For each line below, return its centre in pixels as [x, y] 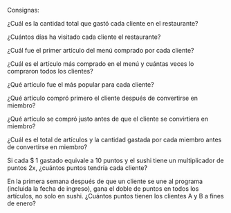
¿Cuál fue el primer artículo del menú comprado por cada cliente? [101, 50]
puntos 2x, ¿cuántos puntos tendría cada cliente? [77, 168]
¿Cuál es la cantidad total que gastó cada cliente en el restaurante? [103, 23]
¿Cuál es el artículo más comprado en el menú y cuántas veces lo [101, 64]
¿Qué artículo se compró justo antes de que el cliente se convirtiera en [108, 119]
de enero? [21, 203]
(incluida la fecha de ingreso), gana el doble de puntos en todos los [103, 189]
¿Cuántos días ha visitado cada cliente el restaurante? [84, 37]
